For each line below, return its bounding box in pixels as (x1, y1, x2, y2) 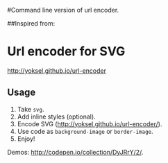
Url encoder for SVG (7, 44, 126, 60)
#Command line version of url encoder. (7, 6, 119, 14)
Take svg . (17, 105, 44, 113)
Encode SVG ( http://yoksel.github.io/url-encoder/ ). (17, 119, 162, 128)
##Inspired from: (7, 19, 56, 27)
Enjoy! (17, 135, 35, 143)
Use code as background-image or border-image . (17, 127, 154, 135)
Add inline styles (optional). (17, 112, 96, 121)
